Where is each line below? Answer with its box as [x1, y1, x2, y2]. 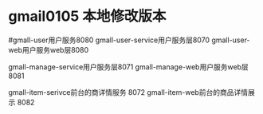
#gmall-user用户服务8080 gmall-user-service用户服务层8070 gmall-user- [8, 35, 250, 45]
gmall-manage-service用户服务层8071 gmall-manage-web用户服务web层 [8, 61, 249, 72]
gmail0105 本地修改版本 [8, 7, 167, 26]
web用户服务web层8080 [8, 45, 89, 54]
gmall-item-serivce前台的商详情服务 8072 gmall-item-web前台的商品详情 [8, 87, 249, 96]
